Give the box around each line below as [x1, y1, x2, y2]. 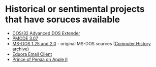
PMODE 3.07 [12, 35, 38, 41]
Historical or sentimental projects [5, 3, 145, 15]
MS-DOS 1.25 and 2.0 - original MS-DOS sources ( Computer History [12, 40, 151, 46]
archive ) [12, 46, 30, 52]
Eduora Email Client [12, 51, 52, 57]
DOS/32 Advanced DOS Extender [12, 30, 80, 36]
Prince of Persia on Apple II [12, 56, 68, 62]
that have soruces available [5, 14, 120, 25]
